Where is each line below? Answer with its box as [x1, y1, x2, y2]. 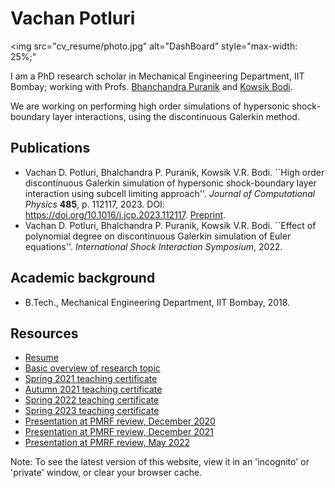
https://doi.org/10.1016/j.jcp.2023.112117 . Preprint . [24, 208, 227, 221]
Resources [10, 325, 79, 342]
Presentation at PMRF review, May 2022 [24, 437, 191, 449]
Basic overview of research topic [24, 362, 161, 374]
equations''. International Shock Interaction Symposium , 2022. [24, 240, 283, 252]
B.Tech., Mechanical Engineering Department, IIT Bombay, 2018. [24, 296, 291, 308]
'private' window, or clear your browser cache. [10, 467, 203, 479]
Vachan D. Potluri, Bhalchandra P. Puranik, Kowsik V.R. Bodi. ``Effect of [24, 219, 317, 231]
